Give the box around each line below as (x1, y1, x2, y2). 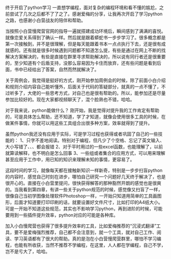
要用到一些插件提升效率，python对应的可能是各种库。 (5, 212, 118, 218)
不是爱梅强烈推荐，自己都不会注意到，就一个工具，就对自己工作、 (18, 229, 157, 235)
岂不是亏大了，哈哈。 (5, 248, 50, 254)
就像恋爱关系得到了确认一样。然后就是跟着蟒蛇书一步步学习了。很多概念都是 (5, 35, 166, 40)
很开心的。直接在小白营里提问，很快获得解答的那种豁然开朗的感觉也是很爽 (5, 180, 161, 186)
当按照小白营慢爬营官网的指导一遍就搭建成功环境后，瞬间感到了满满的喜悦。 (5, 28, 166, 34)
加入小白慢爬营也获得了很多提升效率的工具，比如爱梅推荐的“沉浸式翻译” (5, 223, 157, 229)
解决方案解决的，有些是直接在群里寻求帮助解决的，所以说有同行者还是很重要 (5, 54, 166, 60)
